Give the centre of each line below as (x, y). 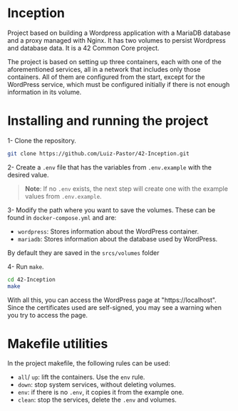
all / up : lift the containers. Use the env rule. (81, 377)
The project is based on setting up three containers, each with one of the (115, 61)
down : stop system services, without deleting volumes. (97, 385)
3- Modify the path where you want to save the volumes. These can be (112, 210)
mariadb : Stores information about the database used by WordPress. (118, 239)
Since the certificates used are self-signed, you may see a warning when (115, 307)
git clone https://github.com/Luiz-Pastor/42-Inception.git (99, 154)
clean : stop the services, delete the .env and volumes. (97, 400)
